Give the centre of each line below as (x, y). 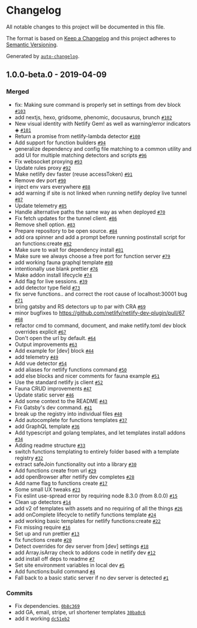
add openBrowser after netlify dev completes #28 (75, 477)
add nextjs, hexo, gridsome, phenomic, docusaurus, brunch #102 (93, 117)
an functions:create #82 (43, 243)
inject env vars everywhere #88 (52, 186)
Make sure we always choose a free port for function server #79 (92, 256)
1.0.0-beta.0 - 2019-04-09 (56, 75)
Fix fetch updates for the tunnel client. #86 (66, 218)
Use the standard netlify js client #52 (59, 382)
